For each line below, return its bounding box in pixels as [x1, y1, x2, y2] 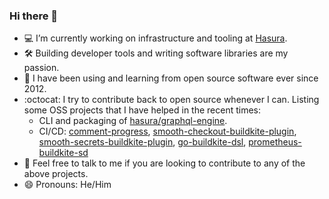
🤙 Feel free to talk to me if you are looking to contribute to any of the [23, 157, 306, 169]
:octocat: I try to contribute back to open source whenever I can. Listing [23, 94, 320, 106]
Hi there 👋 [9, 9, 59, 23]
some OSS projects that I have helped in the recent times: [23, 104, 262, 116]
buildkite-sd [38, 147, 89, 159]
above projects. [23, 168, 89, 180]
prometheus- [248, 136, 302, 148]
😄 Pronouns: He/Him [23, 179, 112, 191]
